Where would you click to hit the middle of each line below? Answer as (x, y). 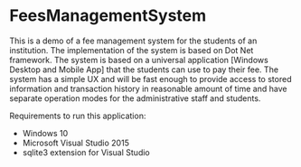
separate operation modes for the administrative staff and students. (135, 98)
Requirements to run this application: (78, 116)
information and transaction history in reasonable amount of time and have (148, 88)
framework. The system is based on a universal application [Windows (139, 60)
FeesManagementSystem (108, 16)
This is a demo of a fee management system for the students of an (133, 41)
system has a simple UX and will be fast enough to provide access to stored (150, 79)
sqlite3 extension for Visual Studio (86, 152)
